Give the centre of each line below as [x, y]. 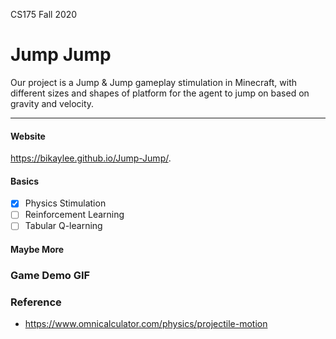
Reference [36, 302]
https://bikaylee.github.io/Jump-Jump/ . [91, 158]
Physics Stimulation [65, 203]
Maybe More [37, 250]
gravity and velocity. [52, 103]
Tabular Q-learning [63, 226]
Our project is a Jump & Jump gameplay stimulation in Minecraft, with [154, 82]
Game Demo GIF [50, 276]
